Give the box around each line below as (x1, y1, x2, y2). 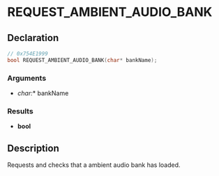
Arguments (7, 73, 47, 83)
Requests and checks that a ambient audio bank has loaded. (7, 161, 181, 169)
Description (7, 142, 59, 154)
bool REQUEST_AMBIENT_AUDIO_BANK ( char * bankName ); (7, 56, 158, 63)
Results (7, 106, 33, 115)
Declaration (7, 32, 59, 44)
